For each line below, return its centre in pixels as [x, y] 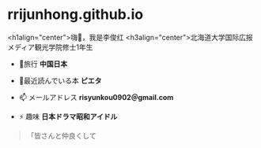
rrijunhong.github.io [76, 15]
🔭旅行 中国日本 [43, 64]
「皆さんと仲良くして [61, 135]
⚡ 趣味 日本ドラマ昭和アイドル [68, 117]
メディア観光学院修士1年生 [50, 47]
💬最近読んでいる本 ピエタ [60, 80]
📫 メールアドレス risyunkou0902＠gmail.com [96, 97]
